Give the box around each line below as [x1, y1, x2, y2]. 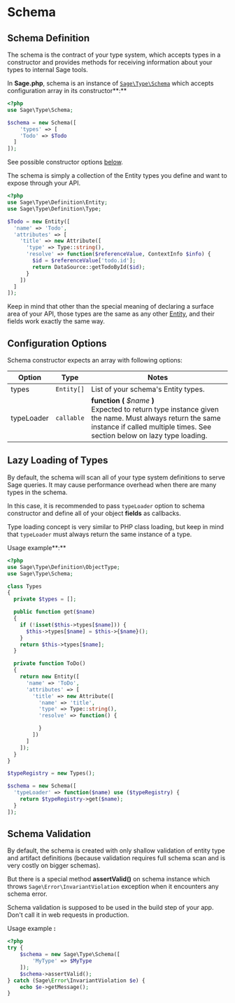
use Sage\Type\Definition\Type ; [7, 205, 101, 212]
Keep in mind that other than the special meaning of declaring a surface [7, 302, 215, 311]
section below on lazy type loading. [91, 431, 208, 441]
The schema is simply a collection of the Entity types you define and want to [7, 171, 227, 180]
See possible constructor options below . [7, 158, 124, 167]
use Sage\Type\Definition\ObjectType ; [7, 563, 120, 570]
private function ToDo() [13, 660, 86, 667]
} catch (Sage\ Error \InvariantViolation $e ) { [7, 977, 145, 984]
